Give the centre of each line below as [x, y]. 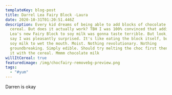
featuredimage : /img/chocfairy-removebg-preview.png [63, 63]
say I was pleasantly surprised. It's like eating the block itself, [85, 39]
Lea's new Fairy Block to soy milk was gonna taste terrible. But [82, 34]
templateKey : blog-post [31, 10]
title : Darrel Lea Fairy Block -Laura [47, 15]
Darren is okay [21, 87]
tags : [11, 67]
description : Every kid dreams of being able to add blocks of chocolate [86, 24]
